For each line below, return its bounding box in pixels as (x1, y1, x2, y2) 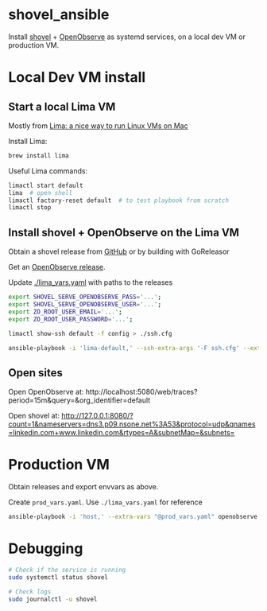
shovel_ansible (8, 6, 110, 24)
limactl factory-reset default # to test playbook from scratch (8, 197, 229, 204)
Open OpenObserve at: (8, 387, 84, 397)
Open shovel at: (8, 411, 60, 421)
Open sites (8, 366, 64, 379)
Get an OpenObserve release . (8, 263, 106, 272)
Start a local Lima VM (8, 99, 116, 113)
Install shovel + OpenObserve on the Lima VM (8, 225, 240, 239)
